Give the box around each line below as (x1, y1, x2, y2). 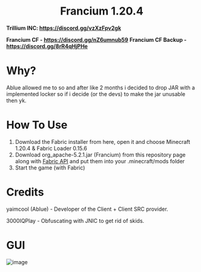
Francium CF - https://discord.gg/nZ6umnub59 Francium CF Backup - (6, 36, 186, 43)
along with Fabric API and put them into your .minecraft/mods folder (15, 157, 185, 165)
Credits (6, 185, 44, 199)
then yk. (6, 97, 27, 104)
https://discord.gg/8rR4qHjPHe (6, 42, 88, 50)
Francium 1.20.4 (60, 4, 143, 18)
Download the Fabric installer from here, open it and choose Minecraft (15, 138, 191, 145)
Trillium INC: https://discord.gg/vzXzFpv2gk (6, 24, 122, 32)
